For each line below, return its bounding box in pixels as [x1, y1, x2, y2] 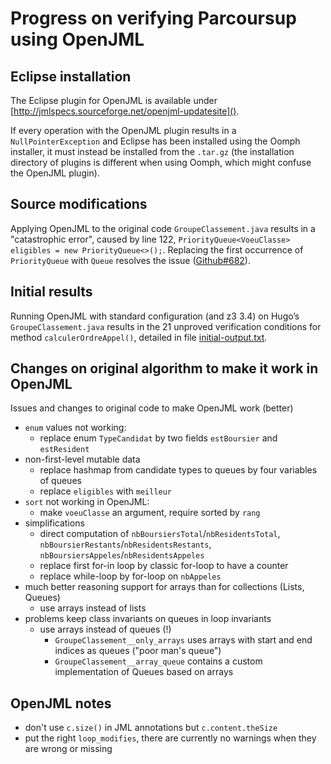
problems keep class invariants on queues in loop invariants [24, 613, 272, 625]
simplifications [24, 517, 85, 529]
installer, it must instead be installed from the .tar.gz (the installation [10, 146, 295, 157]
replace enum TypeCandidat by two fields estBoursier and [39, 432, 278, 444]
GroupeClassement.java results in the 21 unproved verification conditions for [10, 320, 322, 332]
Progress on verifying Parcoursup [10, 7, 297, 30]
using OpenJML [10, 28, 145, 51]
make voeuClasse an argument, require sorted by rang [39, 507, 261, 519]
